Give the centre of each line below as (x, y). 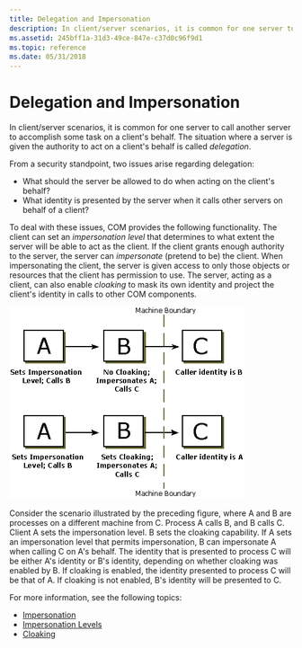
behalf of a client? (56, 210)
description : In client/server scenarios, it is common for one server (146, 28)
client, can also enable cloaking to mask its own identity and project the (142, 285)
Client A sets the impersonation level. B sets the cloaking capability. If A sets (151, 533)
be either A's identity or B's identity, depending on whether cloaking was (144, 561)
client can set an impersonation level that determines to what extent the (142, 237)
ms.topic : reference (48, 48)
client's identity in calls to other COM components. (103, 294)
